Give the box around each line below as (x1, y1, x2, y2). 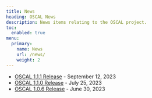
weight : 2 (16, 57, 41, 63)
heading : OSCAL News (6, 14, 56, 20)
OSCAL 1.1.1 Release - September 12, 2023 (14, 73, 116, 80)
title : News (6, 8, 35, 14)
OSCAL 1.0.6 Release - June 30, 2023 (14, 85, 105, 92)
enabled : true (11, 30, 45, 36)
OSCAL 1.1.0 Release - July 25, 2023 (14, 79, 102, 86)
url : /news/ (16, 52, 45, 57)
